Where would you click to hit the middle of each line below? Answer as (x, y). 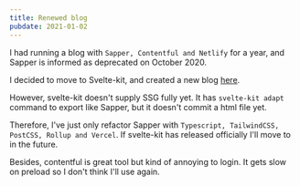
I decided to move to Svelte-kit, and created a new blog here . (125, 79)
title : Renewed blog (49, 18)
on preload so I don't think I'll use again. (85, 171)
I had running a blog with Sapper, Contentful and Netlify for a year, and (147, 52)
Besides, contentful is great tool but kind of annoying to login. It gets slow (148, 161)
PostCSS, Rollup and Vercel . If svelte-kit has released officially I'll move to (150, 134)
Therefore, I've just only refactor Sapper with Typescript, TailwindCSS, (145, 125)
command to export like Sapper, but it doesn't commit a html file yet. (138, 107)
